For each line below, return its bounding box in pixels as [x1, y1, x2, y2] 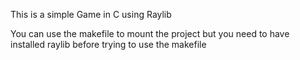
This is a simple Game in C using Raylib [10, 9, 172, 20]
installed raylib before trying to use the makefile [10, 39, 207, 50]
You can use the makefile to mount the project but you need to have [10, 28, 290, 39]
